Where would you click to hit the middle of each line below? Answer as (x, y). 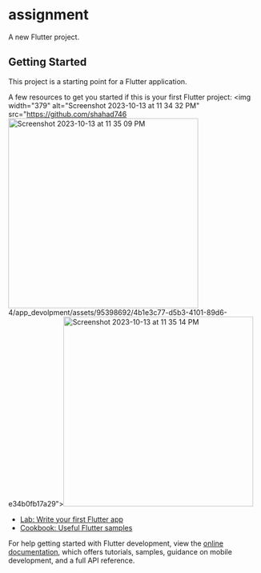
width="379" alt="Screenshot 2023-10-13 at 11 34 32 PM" (104, 105)
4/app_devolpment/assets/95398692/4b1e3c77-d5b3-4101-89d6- (118, 312)
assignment (49, 15)
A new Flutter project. (44, 37)
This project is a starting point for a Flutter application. (98, 81)
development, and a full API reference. (72, 560)
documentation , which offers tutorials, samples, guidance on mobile (120, 551)
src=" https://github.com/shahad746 (68, 114)
